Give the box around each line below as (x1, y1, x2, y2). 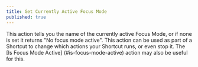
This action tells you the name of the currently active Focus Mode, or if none (6, 30, 192, 37)
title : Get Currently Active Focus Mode (6, 8, 108, 15)
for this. (6, 55, 25, 62)
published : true (6, 14, 46, 20)
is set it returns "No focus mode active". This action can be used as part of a (6, 36, 192, 43)
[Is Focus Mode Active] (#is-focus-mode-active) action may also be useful (6, 49, 188, 56)
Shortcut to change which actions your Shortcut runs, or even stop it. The (6, 42, 186, 50)
